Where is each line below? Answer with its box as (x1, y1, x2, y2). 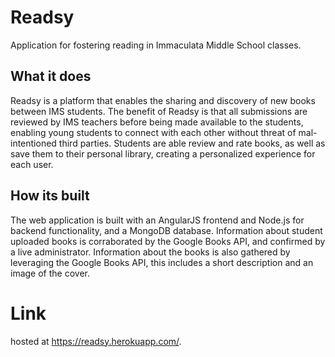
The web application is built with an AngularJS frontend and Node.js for (10, 214, 305, 226)
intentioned (10, 137, 57, 149)
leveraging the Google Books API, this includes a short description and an (10, 256, 314, 268)
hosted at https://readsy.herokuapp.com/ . (10, 335, 182, 347)
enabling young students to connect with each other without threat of (10, 126, 297, 138)
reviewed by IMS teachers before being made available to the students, (10, 116, 304, 128)
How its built (10, 187, 90, 205)
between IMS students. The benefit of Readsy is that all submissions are (10, 105, 308, 117)
